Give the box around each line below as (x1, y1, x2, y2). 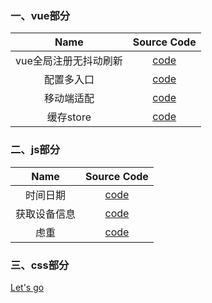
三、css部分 (10, 258, 70, 272)
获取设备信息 (15, 207, 77, 221)
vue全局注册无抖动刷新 (15, 54, 123, 68)
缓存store (46, 110, 92, 124)
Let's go (10, 281, 45, 293)
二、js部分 (10, 143, 61, 157)
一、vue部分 (10, 8, 71, 22)
